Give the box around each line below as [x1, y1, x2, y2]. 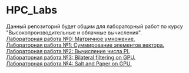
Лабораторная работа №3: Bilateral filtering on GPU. [6, 54, 136, 61]
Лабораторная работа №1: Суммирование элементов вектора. [6, 41, 165, 48]
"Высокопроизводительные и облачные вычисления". [6, 29, 142, 36]
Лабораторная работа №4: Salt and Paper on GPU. [6, 60, 132, 67]
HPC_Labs [6, 4, 58, 17]
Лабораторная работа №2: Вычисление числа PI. [6, 47, 130, 54]
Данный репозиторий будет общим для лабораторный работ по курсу [6, 23, 184, 30]
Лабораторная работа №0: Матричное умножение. [6, 35, 135, 42]
